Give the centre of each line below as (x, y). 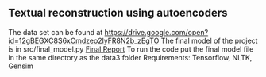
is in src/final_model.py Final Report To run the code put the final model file (131, 49)
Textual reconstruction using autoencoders (118, 13)
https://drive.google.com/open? (156, 32)
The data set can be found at (56, 32)
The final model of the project (209, 40)
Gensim (21, 66)
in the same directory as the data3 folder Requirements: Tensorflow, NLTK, (130, 57)
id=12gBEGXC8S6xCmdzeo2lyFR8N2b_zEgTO (84, 40)
